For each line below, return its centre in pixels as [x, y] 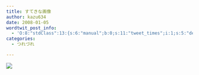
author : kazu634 [26, 17]
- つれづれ [23, 45]
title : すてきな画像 [29, 11]
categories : [21, 39]
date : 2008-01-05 [28, 22]
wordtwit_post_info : [32, 28]
